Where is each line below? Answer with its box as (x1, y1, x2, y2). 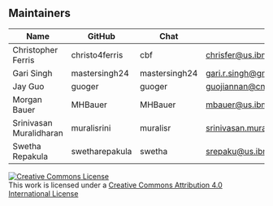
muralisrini (71, 122, 111, 133)
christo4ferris (71, 49, 123, 60)
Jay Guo (12, 80, 45, 92)
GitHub (87, 30, 116, 41)
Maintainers (8, 6, 71, 20)
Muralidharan (12, 127, 63, 139)
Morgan (12, 93, 43, 105)
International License (8, 188, 79, 198)
